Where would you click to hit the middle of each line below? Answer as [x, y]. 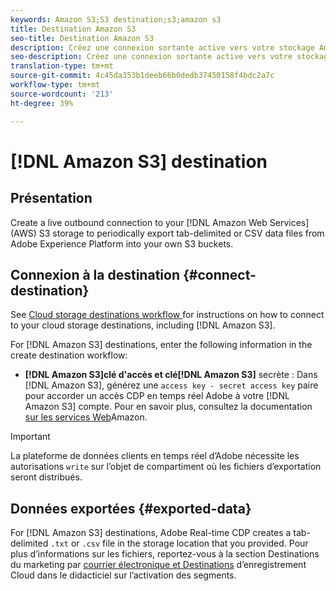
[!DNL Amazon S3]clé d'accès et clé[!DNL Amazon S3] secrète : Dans [171, 375]
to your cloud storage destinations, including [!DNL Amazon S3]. [143, 325]
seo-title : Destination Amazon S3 [82, 38]
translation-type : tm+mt [62, 66]
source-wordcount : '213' [62, 94]
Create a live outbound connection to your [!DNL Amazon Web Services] [160, 222]
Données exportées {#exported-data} [131, 508]
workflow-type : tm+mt [55, 85]
